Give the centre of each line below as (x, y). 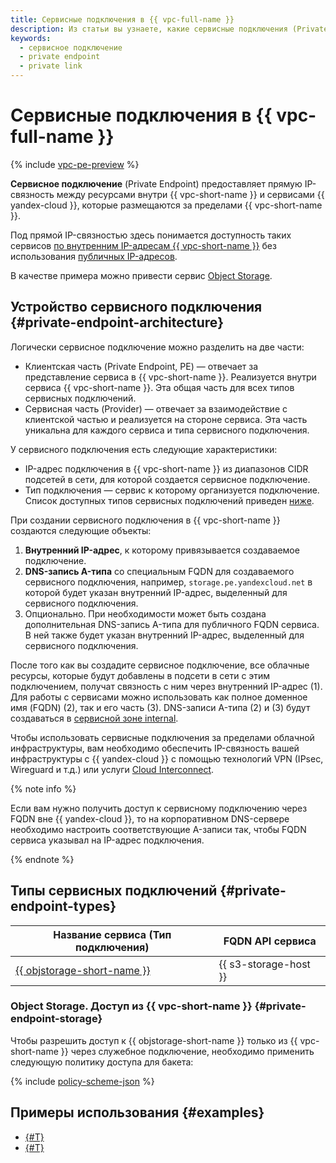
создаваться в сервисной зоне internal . (94, 718)
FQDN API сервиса (270, 941)
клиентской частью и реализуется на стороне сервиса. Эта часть (166, 419)
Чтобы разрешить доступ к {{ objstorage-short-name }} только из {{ (154, 1040)
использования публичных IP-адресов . (94, 256)
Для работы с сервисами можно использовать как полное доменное (159, 697)
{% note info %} (43, 788)
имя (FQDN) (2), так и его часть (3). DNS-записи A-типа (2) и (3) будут (160, 707)
